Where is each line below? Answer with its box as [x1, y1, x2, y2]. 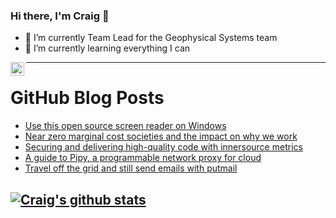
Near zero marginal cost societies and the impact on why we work [24, 130, 298, 143]
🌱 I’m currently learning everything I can [24, 42, 191, 54]
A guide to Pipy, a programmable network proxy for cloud [24, 152, 262, 164]
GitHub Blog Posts [10, 87, 165, 109]
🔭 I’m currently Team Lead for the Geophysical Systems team [24, 32, 278, 44]
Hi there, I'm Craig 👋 [10, 9, 110, 23]
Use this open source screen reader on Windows [24, 120, 227, 132]
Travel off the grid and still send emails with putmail [24, 162, 238, 174]
